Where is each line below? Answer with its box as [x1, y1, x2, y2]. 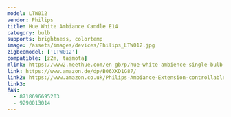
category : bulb [7, 29, 51, 36]
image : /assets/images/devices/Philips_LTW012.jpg [7, 42, 155, 49]
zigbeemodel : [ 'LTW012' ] [7, 49, 78, 56]
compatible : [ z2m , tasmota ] [7, 55, 88, 62]
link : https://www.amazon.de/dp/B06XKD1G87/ [7, 67, 137, 74]
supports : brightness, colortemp [7, 36, 103, 43]
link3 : [7, 81, 26, 87]
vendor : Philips [7, 17, 54, 23]
